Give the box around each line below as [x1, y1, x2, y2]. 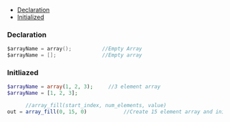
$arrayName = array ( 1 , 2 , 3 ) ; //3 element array [7, 83, 161, 91]
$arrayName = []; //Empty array [7, 52, 142, 59]
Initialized [16, 13, 44, 21]
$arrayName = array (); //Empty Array [7, 46, 142, 52]
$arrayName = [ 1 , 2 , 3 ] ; [7, 90, 78, 97]
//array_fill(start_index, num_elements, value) [25, 102, 167, 109]
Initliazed [7, 67, 39, 77]
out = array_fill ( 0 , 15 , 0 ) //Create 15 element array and [7, 108, 213, 115]
